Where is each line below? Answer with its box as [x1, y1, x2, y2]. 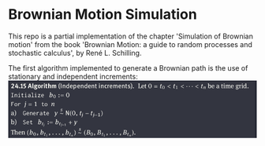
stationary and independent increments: [8, 71, 138, 81]
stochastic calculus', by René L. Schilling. [8, 48, 142, 57]
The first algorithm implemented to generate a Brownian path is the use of [8, 63, 248, 72]
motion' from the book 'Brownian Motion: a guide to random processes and [8, 39, 252, 49]
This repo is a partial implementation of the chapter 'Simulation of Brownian [8, 31, 254, 41]
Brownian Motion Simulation [8, 5, 197, 24]
